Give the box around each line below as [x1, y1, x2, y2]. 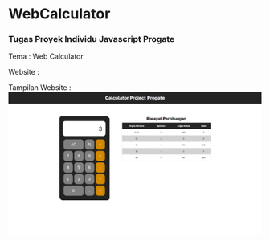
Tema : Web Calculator [8, 51, 84, 61]
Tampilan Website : [8, 83, 72, 92]
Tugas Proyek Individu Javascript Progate [8, 34, 175, 45]
